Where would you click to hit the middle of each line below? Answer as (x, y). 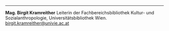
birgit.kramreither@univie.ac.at (37, 23)
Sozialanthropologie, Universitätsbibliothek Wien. (56, 18)
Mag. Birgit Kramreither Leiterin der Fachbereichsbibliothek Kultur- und (80, 13)
